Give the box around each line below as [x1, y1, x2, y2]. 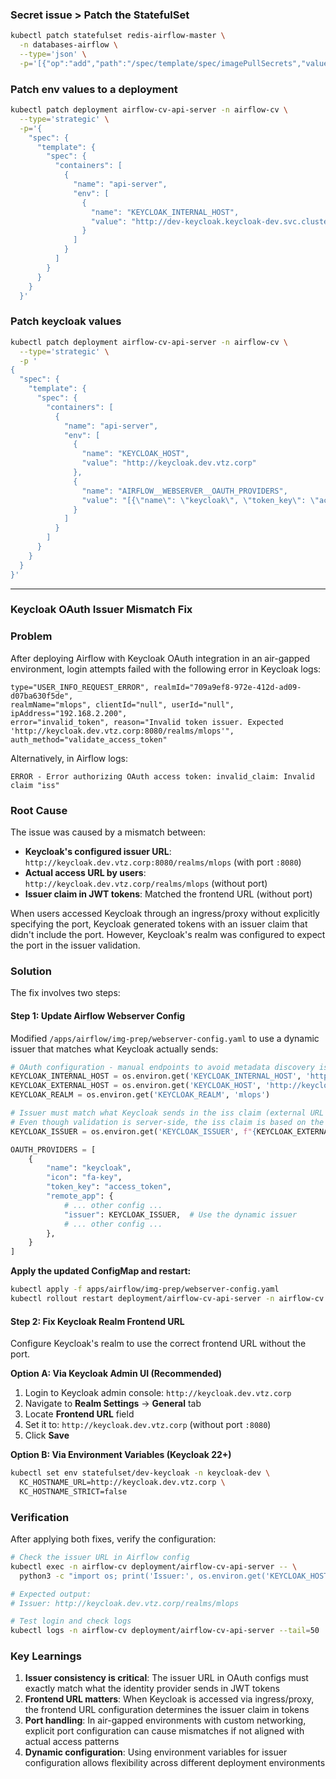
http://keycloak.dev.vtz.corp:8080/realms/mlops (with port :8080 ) [24, 856, 302, 868]
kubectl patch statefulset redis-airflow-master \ [10, 31, 226, 41]
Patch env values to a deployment [10, 82, 178, 96]
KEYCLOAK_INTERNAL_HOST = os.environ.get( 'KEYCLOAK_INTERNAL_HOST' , [10, 1071, 302, 1082]
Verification [10, 1510, 70, 1524]
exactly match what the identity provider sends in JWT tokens [24, 1683, 280, 1695]
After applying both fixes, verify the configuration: [10, 1533, 217, 1545]
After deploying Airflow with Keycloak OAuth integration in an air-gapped [10, 652, 311, 664]
